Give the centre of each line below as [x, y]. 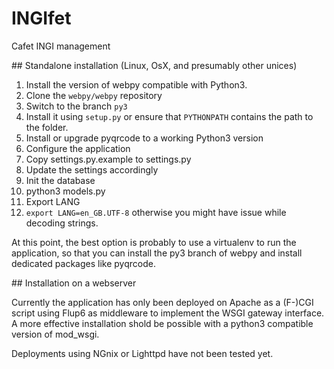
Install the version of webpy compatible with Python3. [136, 84]
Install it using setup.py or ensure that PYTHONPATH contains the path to [169, 116]
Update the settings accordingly [92, 169]
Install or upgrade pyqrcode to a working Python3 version [144, 138]
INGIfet [41, 18]
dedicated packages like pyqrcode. [83, 263]
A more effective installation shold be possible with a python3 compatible [162, 323]
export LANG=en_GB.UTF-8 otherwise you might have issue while [156, 212]
